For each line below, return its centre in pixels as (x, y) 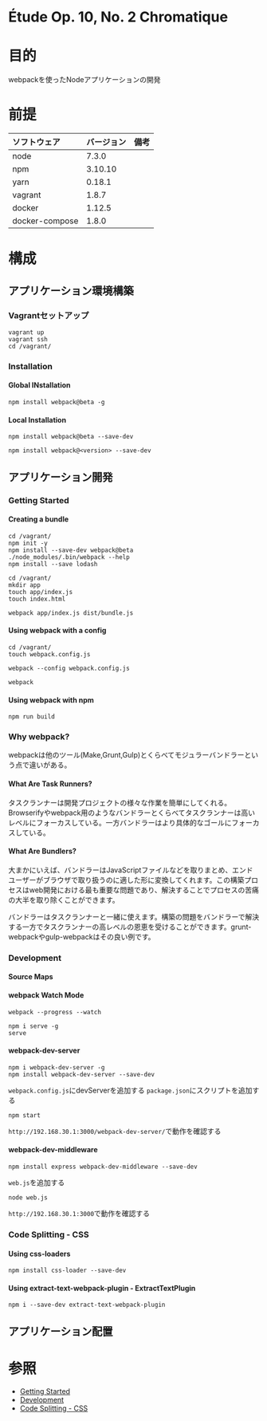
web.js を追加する (37, 1183)
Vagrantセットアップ (49, 315)
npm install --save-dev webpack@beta (71, 550)
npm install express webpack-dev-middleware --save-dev (103, 1167)
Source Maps (31, 977)
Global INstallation (39, 385)
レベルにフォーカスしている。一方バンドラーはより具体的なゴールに (120, 822)
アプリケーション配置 (61, 1331)
